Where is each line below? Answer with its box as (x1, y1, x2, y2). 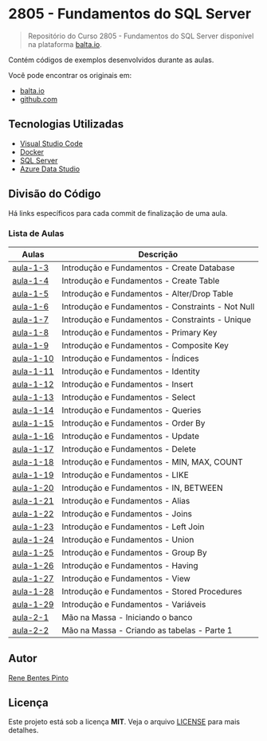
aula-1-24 (12, 534, 54, 545)
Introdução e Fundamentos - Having (61, 559, 198, 570)
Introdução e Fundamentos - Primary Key (61, 327, 218, 338)
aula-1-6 (12, 300, 49, 312)
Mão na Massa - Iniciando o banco (61, 611, 193, 622)
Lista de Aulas (8, 228, 65, 239)
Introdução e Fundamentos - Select (61, 391, 196, 402)
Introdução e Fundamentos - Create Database (61, 262, 235, 273)
